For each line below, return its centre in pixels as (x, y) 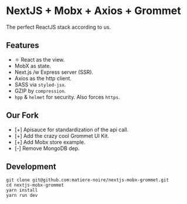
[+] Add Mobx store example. (50, 142)
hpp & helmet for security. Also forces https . (67, 97)
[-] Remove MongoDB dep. (47, 148)
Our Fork (23, 115)
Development (31, 166)
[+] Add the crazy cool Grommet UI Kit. (62, 135)
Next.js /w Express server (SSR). (54, 72)
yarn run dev (22, 195)
